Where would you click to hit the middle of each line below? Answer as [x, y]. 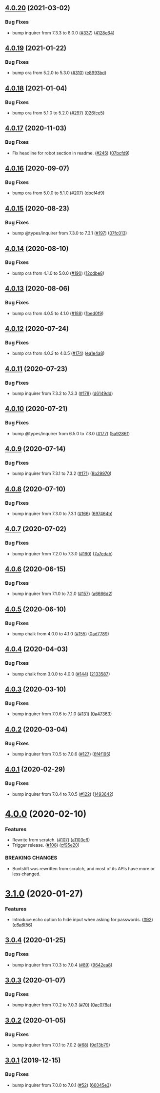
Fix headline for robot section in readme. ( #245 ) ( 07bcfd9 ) [71, 153]
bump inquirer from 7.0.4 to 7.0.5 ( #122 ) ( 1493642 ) [63, 794]
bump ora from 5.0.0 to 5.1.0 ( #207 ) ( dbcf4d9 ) [58, 193]
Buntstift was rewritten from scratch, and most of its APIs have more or [83, 868]
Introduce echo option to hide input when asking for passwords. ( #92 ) [83, 920]
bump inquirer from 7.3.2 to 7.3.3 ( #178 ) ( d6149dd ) [62, 393]
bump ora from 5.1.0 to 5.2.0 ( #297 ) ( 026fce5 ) [58, 113]
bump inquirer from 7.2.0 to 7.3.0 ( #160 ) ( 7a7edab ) [62, 553]
